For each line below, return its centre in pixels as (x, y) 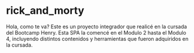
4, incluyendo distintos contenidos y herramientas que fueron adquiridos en (97, 39)
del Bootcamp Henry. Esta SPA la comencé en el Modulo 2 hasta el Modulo (96, 32)
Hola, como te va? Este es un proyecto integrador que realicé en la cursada (96, 26)
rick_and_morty (45, 11)
